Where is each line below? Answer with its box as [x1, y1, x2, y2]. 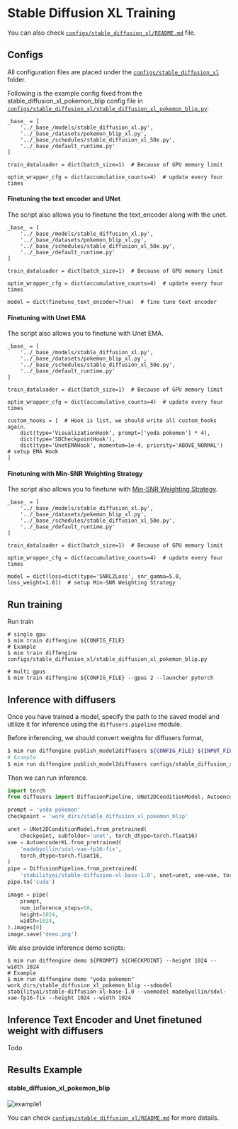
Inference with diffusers [7, 693, 116, 705]
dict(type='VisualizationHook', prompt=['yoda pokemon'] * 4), [20, 430, 211, 437]
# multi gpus [7, 668, 46, 676]
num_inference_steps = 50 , [20, 904, 93, 912]
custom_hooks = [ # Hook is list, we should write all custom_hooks [7, 417, 217, 424]
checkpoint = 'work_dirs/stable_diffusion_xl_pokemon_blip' [7, 813, 189, 820]
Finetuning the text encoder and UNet [7, 195, 121, 203]
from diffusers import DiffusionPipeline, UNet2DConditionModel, [7, 793, 204, 801]
